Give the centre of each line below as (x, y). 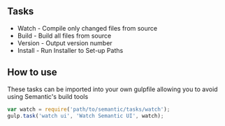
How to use (32, 72)
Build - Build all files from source (64, 36)
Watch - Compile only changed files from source (87, 28)
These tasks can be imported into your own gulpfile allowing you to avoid (112, 89)
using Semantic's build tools (48, 96)
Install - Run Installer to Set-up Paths (70, 50)
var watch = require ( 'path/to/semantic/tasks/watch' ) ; (89, 109)
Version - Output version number (65, 43)
